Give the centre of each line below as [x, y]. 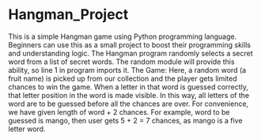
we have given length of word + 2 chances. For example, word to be [119, 112]
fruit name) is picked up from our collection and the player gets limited [123, 78]
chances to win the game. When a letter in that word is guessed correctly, [129, 87]
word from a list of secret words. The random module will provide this [121, 62]
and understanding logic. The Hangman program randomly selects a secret [130, 53]
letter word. [27, 129]
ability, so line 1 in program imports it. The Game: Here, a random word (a [127, 70]
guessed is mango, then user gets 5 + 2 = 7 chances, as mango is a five [125, 120]
